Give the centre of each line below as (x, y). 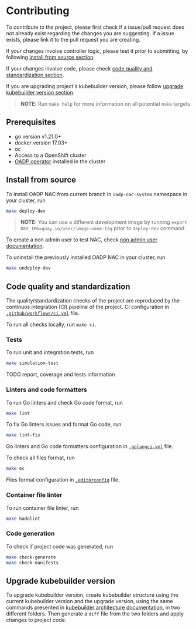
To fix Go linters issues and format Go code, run (64, 425)
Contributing (38, 11)
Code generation (30, 534)
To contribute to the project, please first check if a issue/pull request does (95, 27)
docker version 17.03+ (41, 143)
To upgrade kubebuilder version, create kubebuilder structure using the (92, 595)
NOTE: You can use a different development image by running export (104, 222)
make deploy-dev (26, 211)
